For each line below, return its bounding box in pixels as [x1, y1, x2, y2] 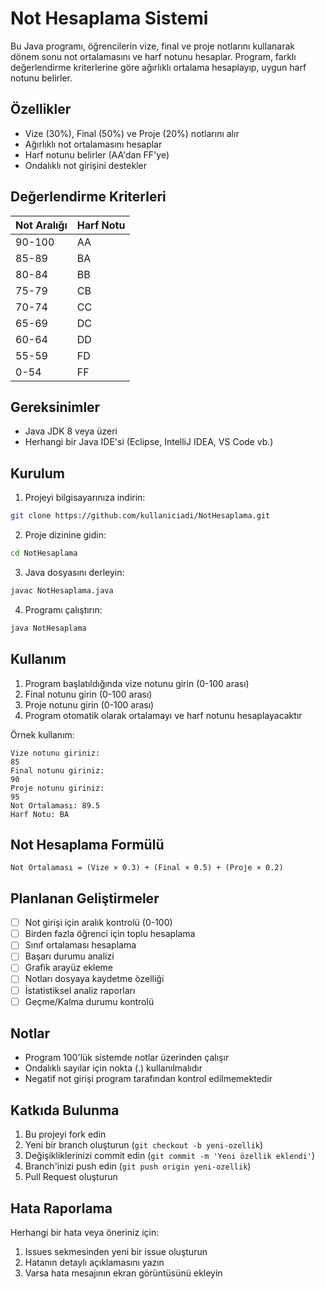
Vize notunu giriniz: [10, 748, 101, 758]
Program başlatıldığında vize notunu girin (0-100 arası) [24, 677, 250, 689]
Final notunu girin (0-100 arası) [24, 688, 153, 700]
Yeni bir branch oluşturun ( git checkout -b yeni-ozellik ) [24, 1139, 264, 1151]
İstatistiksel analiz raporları [24, 984, 136, 996]
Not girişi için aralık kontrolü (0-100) [24, 917, 173, 929]
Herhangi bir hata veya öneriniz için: [10, 1227, 160, 1239]
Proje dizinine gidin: [24, 529, 107, 541]
